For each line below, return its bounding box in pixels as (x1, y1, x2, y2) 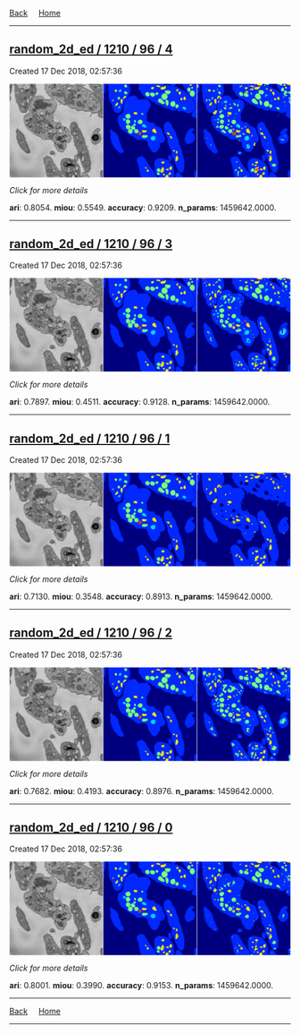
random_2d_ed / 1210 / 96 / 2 (9, 626, 172, 641)
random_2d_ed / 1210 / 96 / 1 (9, 431, 171, 446)
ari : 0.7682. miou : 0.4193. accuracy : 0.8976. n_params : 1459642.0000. (9, 785, 274, 796)
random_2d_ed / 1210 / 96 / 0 (9, 819, 173, 835)
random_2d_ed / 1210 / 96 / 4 (9, 42, 173, 57)
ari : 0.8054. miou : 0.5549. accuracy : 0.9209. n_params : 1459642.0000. (9, 201, 277, 213)
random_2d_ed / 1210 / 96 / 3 (9, 236, 173, 252)
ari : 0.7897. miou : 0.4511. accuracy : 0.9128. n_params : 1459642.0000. (9, 397, 271, 407)
